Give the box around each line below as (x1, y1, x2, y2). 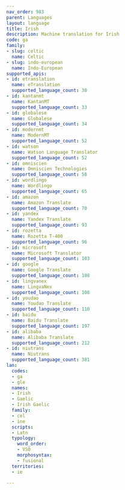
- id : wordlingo (6, 177, 47, 183)
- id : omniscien (6, 161, 47, 167)
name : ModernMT (11, 132, 50, 139)
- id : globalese (6, 110, 47, 116)
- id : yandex (6, 211, 39, 217)
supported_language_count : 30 (11, 87, 87, 94)
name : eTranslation (11, 82, 61, 88)
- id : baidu (6, 312, 36, 318)
